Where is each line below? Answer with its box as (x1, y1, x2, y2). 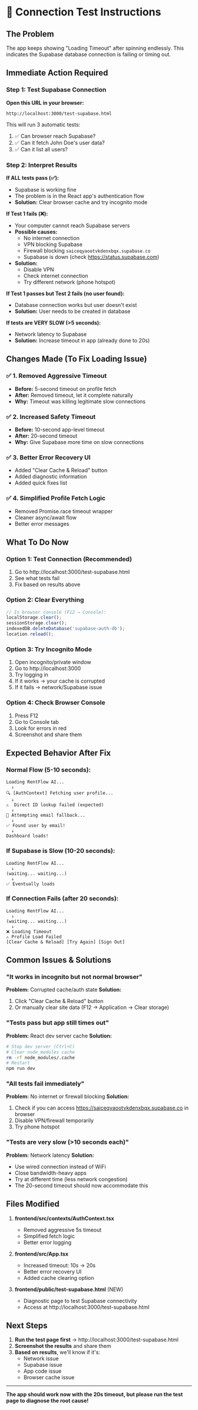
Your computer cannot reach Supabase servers (14, 222, 130, 229)
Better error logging (23, 1238, 72, 1246)
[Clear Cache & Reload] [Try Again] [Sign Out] (6, 939, 126, 945)
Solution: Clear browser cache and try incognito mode (14, 198, 148, 206)
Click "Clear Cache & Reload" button (14, 998, 104, 1005)
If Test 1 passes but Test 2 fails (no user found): (6, 290, 125, 297)
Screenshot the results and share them (14, 1343, 111, 1350)
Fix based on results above (14, 581, 81, 588)
